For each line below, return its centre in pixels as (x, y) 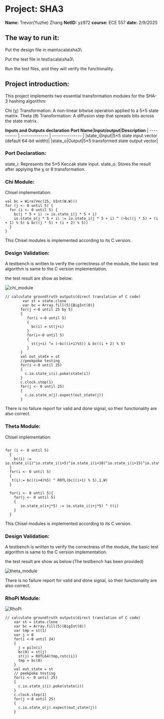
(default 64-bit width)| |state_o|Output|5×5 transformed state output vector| (82, 141)
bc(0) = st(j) (32, 652)
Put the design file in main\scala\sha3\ (43, 49)
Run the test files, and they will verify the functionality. (60, 68)
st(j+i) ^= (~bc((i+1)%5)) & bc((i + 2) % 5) (78, 344)
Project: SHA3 (34, 9)
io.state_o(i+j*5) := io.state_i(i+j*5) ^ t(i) (70, 506)
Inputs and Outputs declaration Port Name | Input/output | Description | (77, 130)
